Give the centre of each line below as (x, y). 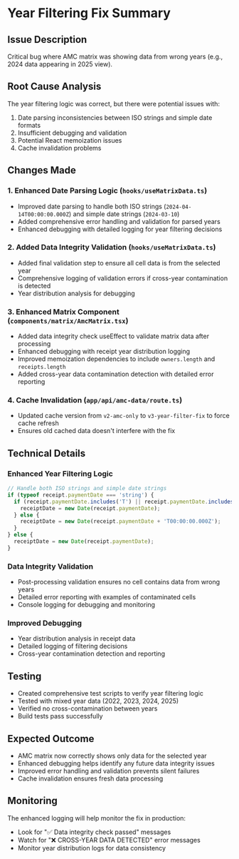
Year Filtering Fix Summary (89, 13)
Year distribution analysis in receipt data (76, 639)
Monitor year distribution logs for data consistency (91, 848)
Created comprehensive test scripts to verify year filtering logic (111, 693)
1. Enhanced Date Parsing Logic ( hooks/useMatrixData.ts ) (107, 190)
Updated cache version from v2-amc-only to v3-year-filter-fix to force (123, 416)
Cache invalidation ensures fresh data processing (90, 778)
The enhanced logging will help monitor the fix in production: (97, 818)
